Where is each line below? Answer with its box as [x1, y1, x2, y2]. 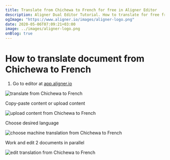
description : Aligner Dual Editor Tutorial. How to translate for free [5, 12, 159, 17]
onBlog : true [5, 31, 33, 36]
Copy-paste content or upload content [5, 100, 86, 106]
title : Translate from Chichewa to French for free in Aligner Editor [5, 7, 157, 13]
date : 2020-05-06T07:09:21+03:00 [5, 21, 76, 27]
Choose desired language [5, 120, 59, 126]
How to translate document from [5, 53, 145, 65]
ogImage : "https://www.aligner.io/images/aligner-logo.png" [5, 17, 135, 22]
